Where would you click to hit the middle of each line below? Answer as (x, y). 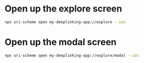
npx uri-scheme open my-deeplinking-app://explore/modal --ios (72, 55)
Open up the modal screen (61, 42)
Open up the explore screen (63, 9)
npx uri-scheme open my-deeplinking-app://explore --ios (65, 22)
